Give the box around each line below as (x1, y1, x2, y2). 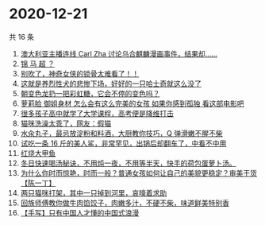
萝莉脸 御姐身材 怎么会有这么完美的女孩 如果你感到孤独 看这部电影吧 (20, 99, 244, 108)
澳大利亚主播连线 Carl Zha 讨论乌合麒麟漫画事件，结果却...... (20, 48, 217, 58)
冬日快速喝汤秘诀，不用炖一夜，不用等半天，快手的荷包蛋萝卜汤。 (20, 158, 236, 168)
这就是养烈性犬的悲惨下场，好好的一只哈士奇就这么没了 (20, 79, 202, 88)
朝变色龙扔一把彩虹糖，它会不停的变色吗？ (20, 88, 160, 98)
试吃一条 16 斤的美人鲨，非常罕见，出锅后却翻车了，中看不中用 (20, 138, 227, 148)
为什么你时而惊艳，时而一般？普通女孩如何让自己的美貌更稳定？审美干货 (20, 168, 257, 177)
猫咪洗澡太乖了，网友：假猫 (20, 118, 112, 128)
